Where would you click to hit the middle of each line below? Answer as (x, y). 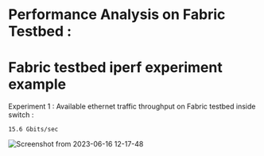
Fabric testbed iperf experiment (115, 68)
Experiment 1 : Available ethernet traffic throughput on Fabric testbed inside (132, 107)
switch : (21, 115)
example (37, 84)
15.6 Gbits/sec (33, 129)
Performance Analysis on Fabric (117, 15)
